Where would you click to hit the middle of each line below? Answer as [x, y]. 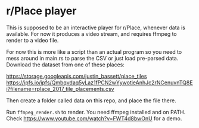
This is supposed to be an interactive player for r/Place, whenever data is [96, 28]
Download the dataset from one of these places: [66, 65]
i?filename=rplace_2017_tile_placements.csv [60, 89]
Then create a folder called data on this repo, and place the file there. [91, 100]
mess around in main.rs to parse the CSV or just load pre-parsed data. [92, 58]
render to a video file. [32, 40]
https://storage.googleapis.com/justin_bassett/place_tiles [77, 76]
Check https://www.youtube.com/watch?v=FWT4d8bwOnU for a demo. [94, 118]
